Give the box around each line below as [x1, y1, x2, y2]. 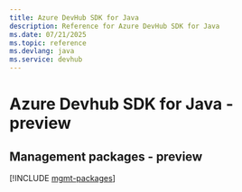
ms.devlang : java [9, 47, 75, 56]
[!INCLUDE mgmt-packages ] [9, 173, 116, 183]
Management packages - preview [9, 149, 203, 164]
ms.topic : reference [9, 38, 88, 48]
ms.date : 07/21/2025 [9, 30, 88, 39]
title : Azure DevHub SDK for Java [9, 13, 140, 23]
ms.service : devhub [9, 55, 83, 64]
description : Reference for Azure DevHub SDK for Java [9, 22, 220, 31]
